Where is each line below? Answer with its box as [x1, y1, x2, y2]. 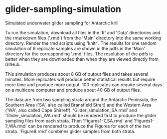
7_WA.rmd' [5, 123, 27, 129]
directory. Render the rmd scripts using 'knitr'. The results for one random [5, 40, 157, 46]
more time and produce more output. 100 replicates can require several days [5, 81, 163, 88]
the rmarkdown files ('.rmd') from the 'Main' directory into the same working [5, 35, 162, 41]
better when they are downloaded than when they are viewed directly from [5, 56, 159, 62]
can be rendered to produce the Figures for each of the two [28, 123, 151, 129]
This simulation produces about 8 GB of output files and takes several [5, 71, 149, 77]
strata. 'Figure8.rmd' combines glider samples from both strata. [5, 128, 136, 134]
